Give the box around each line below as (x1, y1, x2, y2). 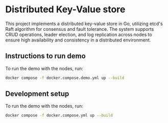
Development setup (5, 90, 69, 98)
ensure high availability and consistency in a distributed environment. (5, 37, 151, 43)
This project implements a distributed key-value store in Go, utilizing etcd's (5, 20, 163, 27)
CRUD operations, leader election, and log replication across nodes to (5, 31, 152, 37)
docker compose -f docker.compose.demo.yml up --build (5, 75, 125, 80)
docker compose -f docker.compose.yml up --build (5, 113, 113, 118)
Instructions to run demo (5, 52, 86, 60)
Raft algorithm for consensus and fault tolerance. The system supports (5, 26, 154, 32)
